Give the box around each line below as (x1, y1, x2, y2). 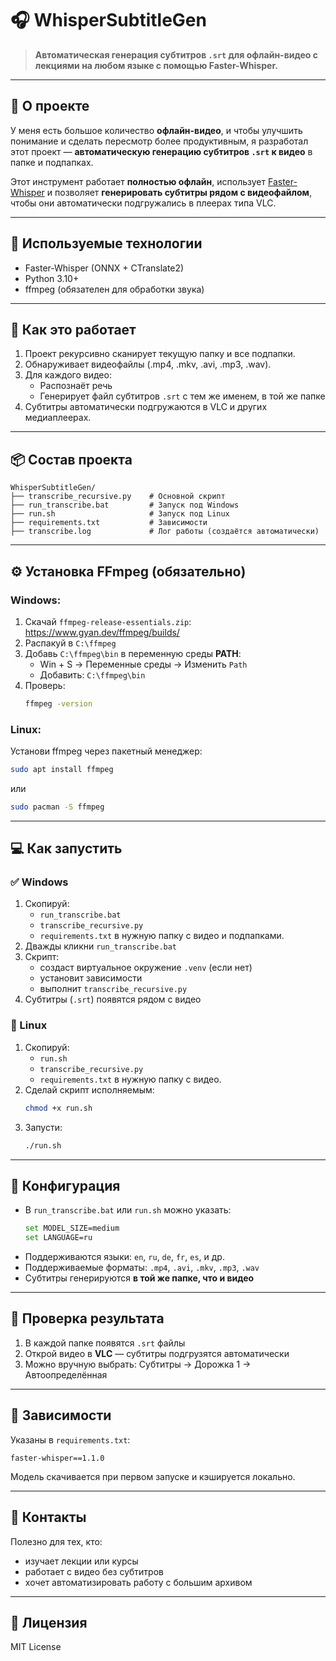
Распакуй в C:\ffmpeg (24, 637, 117, 649)
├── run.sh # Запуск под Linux (10, 509, 230, 519)
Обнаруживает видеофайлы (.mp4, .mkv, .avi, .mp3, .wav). (24, 358, 272, 371)
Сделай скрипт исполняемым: (24, 1083, 155, 1096)
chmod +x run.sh (24, 1103, 93, 1113)
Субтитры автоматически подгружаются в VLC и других (24, 401, 268, 413)
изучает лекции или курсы (24, 1555, 139, 1567)
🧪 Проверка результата (10, 1310, 165, 1327)
